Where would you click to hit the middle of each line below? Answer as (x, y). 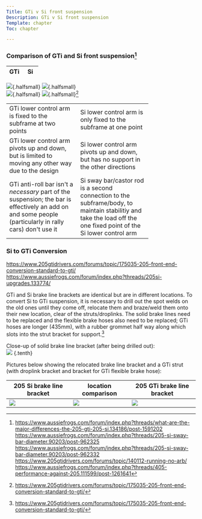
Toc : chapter (23, 29)
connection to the (105, 195)
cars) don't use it (33, 229)
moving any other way (41, 163)
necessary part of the (40, 192)
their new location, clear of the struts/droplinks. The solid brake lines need (98, 314)
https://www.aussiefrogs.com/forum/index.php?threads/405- (91, 467)
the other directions (108, 167)
